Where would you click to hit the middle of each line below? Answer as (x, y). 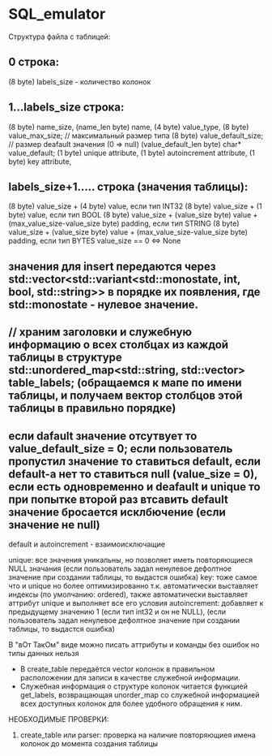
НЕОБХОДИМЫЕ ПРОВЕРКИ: (59, 719)
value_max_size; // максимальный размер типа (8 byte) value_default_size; (136, 136)
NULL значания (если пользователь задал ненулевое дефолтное (120, 568)
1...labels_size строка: (66, 108)
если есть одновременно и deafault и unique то (134, 487)
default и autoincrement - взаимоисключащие (87, 544)
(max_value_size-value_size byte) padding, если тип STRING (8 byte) (124, 223)
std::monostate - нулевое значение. (103, 304)
